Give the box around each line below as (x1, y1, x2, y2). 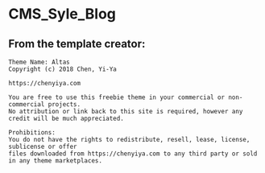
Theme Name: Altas (8, 58, 70, 66)
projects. (48, 101, 81, 109)
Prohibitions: (8, 129, 56, 137)
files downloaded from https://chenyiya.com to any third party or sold (8, 150, 258, 158)
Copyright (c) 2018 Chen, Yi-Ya (8, 65, 117, 73)
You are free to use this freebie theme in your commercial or (8, 93, 226, 101)
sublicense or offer (8, 142, 78, 150)
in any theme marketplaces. (8, 157, 103, 165)
